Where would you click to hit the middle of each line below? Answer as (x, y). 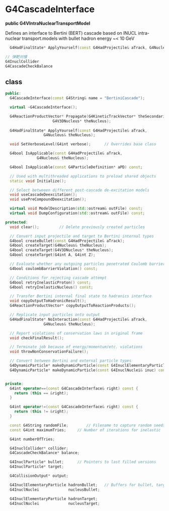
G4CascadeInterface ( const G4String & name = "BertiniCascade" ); (77, 98)
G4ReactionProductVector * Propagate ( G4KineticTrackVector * (73, 116)
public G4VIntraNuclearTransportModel (48, 23)
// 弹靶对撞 (16, 56)
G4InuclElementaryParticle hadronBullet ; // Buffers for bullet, (82, 485)
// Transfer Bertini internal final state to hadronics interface (81, 296)
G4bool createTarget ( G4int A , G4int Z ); (53, 255)
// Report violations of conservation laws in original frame (76, 333)
